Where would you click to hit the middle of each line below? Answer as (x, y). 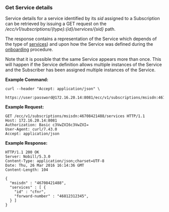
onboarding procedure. (29, 50)
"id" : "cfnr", (30, 192)
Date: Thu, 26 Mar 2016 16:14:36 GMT (45, 166)
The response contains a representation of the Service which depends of (81, 39)
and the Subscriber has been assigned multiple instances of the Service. (80, 70)
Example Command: (27, 80)
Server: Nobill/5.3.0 (28, 157)
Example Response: (26, 143)
